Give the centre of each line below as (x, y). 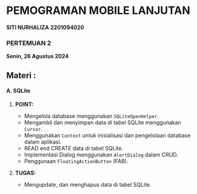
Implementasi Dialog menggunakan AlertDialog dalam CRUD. (101, 155)
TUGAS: (25, 173)
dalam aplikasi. (43, 142)
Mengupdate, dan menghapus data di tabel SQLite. (88, 184)
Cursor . (33, 129)
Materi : (21, 75)
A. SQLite (18, 91)
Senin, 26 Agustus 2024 (38, 56)
